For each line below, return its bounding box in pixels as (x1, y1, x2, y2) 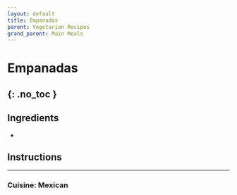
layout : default (7, 10, 55, 18)
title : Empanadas (7, 17, 59, 24)
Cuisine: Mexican (7, 180, 68, 190)
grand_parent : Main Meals (7, 30, 83, 37)
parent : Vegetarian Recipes (7, 23, 90, 30)
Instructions (7, 151, 62, 163)
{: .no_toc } (7, 88, 58, 100)
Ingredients (7, 112, 59, 124)
